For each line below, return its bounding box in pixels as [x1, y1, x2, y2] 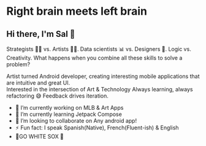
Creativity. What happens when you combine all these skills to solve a [6, 54, 183, 61]
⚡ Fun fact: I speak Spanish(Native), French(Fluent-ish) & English [15, 124, 179, 131]
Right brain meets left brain [6, 4, 147, 18]
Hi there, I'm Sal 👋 [6, 29, 75, 39]
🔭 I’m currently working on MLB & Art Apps [15, 104, 124, 111]
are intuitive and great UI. [6, 79, 71, 86]
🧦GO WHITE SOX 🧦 [15, 133, 64, 140]
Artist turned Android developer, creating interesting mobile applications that [6, 72, 200, 80]
